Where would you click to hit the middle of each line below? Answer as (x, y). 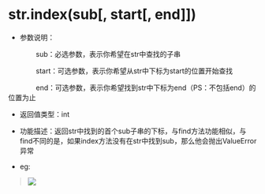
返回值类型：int (45, 114)
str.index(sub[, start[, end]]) (103, 15)
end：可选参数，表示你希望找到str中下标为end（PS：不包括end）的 (146, 88)
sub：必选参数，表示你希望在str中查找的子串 (108, 54)
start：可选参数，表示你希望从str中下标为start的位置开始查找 (134, 71)
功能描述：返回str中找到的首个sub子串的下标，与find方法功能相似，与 (133, 131)
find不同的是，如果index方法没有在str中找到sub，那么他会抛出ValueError (138, 140)
